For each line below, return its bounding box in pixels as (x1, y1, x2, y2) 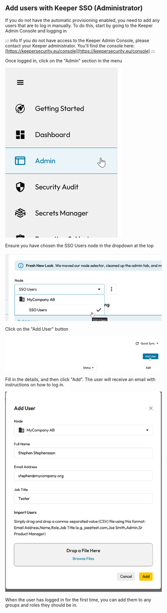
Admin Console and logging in (5, 27, 67, 34)
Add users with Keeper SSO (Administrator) (5, 4, 143, 12)
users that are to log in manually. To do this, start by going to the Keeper (5, 22, 153, 28)
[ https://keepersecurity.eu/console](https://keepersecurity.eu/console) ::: (5, 48, 156, 54)
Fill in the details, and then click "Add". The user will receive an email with (5, 376, 156, 382)
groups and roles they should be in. (5, 602, 78, 608)
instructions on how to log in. (5, 382, 65, 388)
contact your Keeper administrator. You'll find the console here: (5, 42, 135, 49)
